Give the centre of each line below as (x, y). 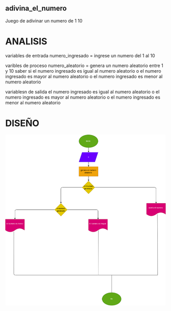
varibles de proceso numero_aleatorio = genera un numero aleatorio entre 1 (84, 65)
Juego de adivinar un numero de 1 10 (44, 20)
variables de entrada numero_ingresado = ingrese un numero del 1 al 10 (80, 55)
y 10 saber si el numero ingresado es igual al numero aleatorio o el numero (83, 71)
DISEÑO (22, 123)
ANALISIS (26, 41)
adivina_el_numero (36, 8)
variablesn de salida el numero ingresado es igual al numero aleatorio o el (82, 92)
